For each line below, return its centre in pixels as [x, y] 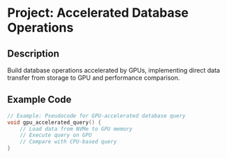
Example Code [39, 100]
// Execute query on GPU [56, 135]
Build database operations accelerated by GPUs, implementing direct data [113, 70]
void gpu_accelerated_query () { [54, 122]
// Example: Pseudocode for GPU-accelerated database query [97, 116]
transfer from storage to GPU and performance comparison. [94, 78]
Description [33, 53]
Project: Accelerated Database [98, 13]
